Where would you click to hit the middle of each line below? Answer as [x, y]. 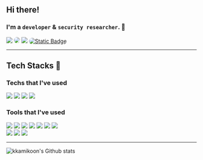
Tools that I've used [36, 112]
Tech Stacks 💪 [34, 66]
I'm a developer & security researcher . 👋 [66, 27]
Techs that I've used [37, 83]
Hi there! [23, 10]
